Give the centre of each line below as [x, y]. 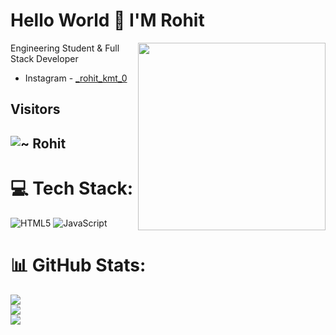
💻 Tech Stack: [72, 188]
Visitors [35, 109]
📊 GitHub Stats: [78, 265]
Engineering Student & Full [65, 48]
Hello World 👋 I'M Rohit [107, 20]
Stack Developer [44, 58]
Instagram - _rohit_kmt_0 [76, 78]
